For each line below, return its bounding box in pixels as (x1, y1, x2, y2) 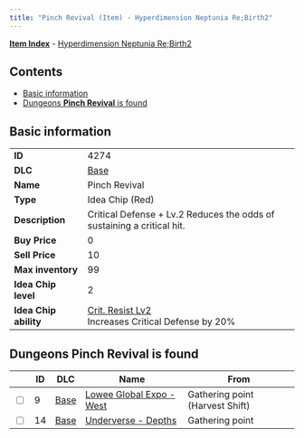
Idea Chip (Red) (87, 193, 155, 206)
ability (14, 315, 43, 328)
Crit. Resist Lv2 (87, 304, 152, 317)
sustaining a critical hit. (87, 219, 185, 232)
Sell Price (14, 249, 56, 262)
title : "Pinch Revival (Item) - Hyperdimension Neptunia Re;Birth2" (9, 13, 273, 23)
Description (14, 214, 66, 227)
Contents (9, 64, 63, 79)
